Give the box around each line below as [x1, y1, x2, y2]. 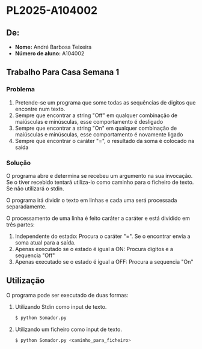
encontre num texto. [14, 105, 66, 112]
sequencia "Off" [14, 252, 55, 259]
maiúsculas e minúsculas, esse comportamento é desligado [14, 118, 164, 125]
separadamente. [6, 202, 47, 210]
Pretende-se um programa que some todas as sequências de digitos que [14, 99, 196, 106]
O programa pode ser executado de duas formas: [6, 291, 129, 299]
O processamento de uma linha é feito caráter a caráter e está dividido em [6, 214, 191, 222]
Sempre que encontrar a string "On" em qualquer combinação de [14, 124, 177, 132]
